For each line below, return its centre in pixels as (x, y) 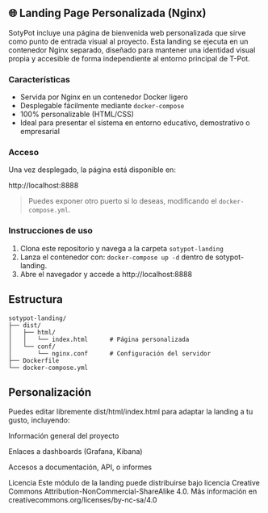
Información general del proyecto (64, 436)
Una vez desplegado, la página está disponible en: (92, 170)
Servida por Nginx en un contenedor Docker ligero (104, 97)
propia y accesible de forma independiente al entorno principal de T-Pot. (129, 58)
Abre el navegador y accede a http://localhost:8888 (106, 274)
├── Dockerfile (34, 360)
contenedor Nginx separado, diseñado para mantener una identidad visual (132, 50)
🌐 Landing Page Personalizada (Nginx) (107, 13)
